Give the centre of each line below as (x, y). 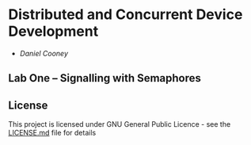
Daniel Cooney (44, 53)
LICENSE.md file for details (52, 133)
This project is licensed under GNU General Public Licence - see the (120, 124)
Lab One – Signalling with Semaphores (105, 78)
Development (53, 31)
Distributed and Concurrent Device (125, 15)
